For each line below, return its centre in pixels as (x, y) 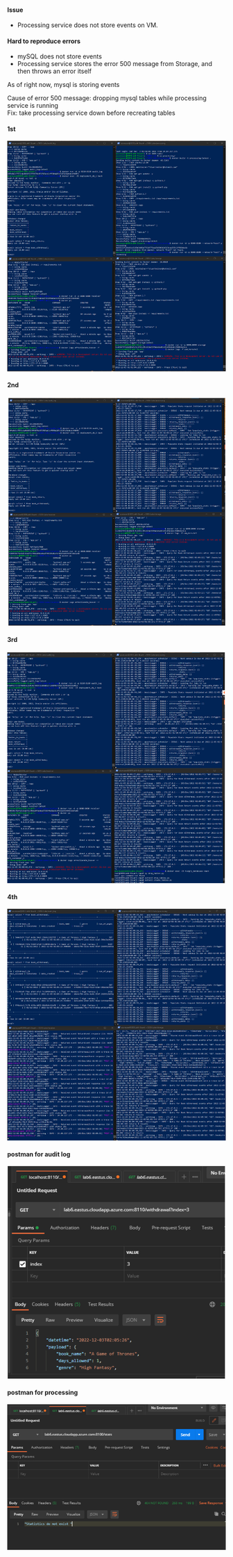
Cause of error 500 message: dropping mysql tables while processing (107, 98)
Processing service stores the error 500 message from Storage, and (115, 64)
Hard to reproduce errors (44, 41)
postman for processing (43, 1393)
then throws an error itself (54, 71)
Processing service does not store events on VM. (87, 25)
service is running (33, 106)
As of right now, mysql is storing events (63, 85)
